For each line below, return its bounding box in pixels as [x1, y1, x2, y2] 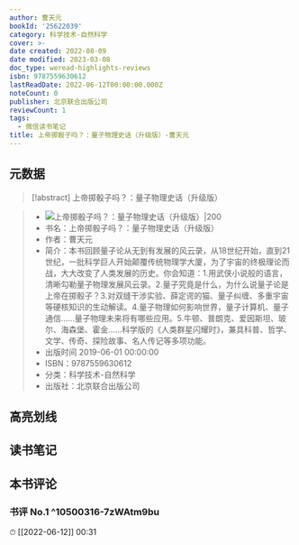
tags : [9, 114, 30, 123]
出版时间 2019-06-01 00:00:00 [44, 346, 159, 357]
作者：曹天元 [44, 234, 93, 245]
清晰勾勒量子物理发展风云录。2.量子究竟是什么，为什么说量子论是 [44, 279, 290, 290]
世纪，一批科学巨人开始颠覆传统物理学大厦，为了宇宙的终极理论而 [44, 256, 290, 267]
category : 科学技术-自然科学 [9, 30, 108, 39]
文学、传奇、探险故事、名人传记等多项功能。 [44, 335, 212, 346]
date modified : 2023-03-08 [9, 55, 111, 64]
